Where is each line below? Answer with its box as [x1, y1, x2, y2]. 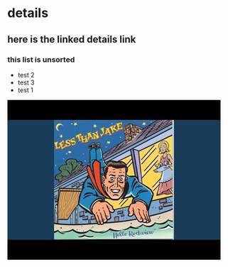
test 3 [17, 78, 35, 87]
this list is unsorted [7, 55, 75, 65]
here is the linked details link [7, 33, 136, 45]
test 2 [17, 70, 35, 79]
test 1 [17, 85, 34, 94]
